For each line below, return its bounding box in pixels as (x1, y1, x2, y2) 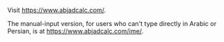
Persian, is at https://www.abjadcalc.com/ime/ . (7, 27, 144, 35)
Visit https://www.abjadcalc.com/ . (7, 6, 106, 14)
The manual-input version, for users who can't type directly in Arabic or (7, 20, 217, 27)
